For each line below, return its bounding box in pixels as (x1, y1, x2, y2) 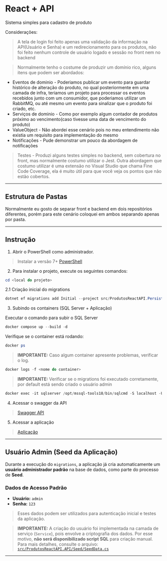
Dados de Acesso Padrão (5, 484, 67, 491)
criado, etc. (12, 106, 36, 112)
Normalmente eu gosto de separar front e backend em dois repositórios (5, 206, 153, 212)
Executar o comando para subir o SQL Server (5, 315, 98, 321)
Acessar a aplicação (12, 419, 54, 425)
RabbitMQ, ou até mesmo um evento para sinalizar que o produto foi (12, 100, 153, 106)
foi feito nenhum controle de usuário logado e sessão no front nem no (17, 49, 161, 55)
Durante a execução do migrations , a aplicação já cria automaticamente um (5, 461, 161, 467)
